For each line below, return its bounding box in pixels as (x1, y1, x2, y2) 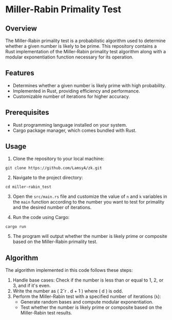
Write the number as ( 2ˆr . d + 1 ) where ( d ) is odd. (12, 288, 123, 294)
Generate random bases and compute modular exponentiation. (20, 299, 154, 305)
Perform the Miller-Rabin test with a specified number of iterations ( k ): (12, 293, 161, 299)
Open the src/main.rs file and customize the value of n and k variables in (12, 193, 167, 199)
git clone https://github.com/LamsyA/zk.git (5, 166, 102, 171)
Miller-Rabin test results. (20, 310, 72, 316)
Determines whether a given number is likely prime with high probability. (12, 82, 166, 88)
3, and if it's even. (12, 283, 51, 289)
